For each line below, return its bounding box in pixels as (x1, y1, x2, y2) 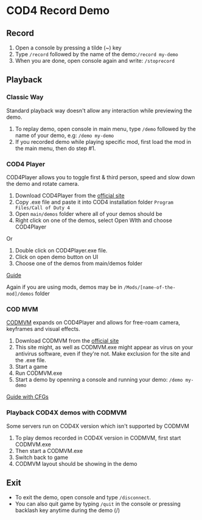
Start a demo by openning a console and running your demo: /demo (15, 376, 183, 383)
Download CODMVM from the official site (15, 337, 119, 344)
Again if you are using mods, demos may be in (6, 283, 123, 290)
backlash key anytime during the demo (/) (15, 507, 120, 514)
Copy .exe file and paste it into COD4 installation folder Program (15, 198, 173, 205)
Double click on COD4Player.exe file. (15, 246, 108, 254)
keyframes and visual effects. (6, 326, 80, 333)
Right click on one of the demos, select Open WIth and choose (15, 216, 172, 224)
